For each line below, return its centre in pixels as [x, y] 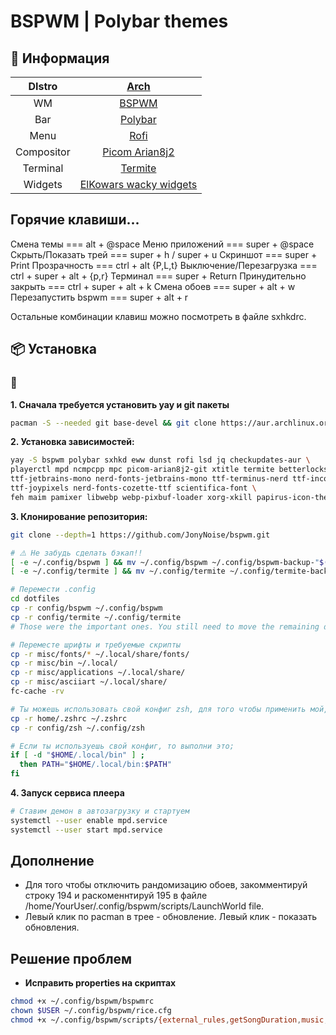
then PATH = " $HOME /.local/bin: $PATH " [95, 765]
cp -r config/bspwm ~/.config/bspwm [86, 608]
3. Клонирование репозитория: [79, 516]
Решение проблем [71, 958]
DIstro [43, 86]
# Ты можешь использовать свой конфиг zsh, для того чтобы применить [158, 709]
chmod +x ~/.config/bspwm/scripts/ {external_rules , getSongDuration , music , [169, 1020]
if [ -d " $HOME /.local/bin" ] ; [77, 755]
